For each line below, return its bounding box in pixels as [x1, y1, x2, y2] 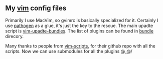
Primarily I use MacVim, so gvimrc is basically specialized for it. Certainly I [5, 17, 158, 23]
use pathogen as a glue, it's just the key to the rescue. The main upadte [5, 22, 153, 28]
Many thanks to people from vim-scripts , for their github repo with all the [5, 42, 155, 49]
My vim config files [5, 4, 67, 12]
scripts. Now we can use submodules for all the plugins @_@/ [5, 48, 133, 54]
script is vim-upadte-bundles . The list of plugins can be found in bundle [5, 27, 154, 34]
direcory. [5, 33, 24, 39]
